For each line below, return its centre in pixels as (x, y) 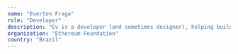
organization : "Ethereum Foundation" (63, 33)
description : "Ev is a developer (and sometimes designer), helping (110, 27)
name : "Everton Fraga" (41, 14)
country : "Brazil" (34, 40)
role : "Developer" (34, 20)
